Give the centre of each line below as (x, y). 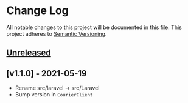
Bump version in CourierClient (54, 95)
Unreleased (29, 53)
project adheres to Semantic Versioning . (57, 33)
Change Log (37, 11)
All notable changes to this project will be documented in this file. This (94, 27)
